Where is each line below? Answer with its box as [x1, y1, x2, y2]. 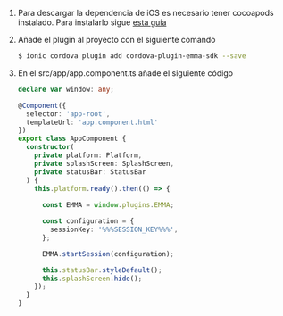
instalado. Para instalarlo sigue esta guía [17, 17, 167, 28]
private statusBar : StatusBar [34, 167, 146, 177]
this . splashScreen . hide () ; [41, 274, 143, 283]
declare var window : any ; [17, 85, 114, 94]
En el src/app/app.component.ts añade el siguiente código [17, 67, 234, 79]
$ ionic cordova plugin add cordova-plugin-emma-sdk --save [17, 52, 246, 61]
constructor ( [26, 143, 75, 152]
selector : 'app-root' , [26, 109, 111, 119]
